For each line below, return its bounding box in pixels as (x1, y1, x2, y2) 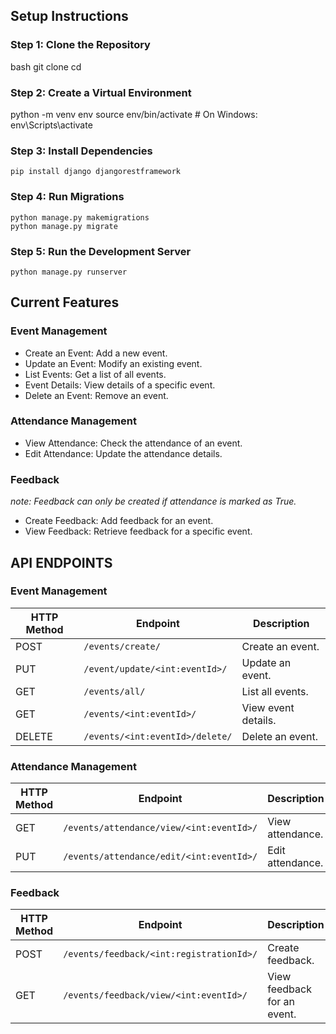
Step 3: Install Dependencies (10, 144, 153, 158)
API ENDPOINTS (10, 554, 113, 571)
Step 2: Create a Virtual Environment (10, 85, 192, 99)
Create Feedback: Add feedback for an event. (24, 515, 214, 527)
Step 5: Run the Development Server (10, 244, 192, 258)
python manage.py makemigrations (10, 212, 150, 223)
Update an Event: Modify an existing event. (24, 357, 203, 369)
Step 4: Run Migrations (10, 190, 125, 204)
